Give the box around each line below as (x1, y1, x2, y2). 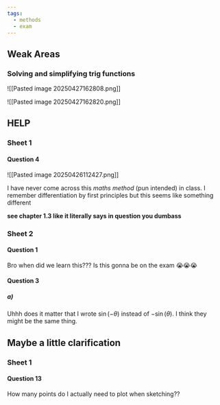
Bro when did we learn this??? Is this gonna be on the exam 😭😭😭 (7, 261, 197, 269)
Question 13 (7, 375, 42, 383)
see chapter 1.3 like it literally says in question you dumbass (7, 211, 182, 220)
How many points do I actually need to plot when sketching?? (7, 389, 180, 398)
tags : (7, 10, 23, 17)
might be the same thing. (7, 317, 77, 325)
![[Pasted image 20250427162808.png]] (7, 84, 121, 93)
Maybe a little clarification (7, 337, 121, 349)
